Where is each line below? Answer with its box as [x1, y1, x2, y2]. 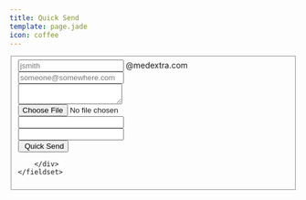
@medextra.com [125, 60, 189, 71]
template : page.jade [9, 22, 89, 31]
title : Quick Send [9, 13, 79, 23]
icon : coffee [9, 30, 59, 39]
